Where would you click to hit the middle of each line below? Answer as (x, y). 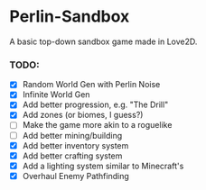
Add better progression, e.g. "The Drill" (95, 104)
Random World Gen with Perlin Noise (91, 85)
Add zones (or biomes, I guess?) (83, 115)
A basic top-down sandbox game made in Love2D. (103, 41)
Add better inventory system (75, 145)
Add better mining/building (72, 135)
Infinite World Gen (56, 95)
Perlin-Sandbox (70, 17)
